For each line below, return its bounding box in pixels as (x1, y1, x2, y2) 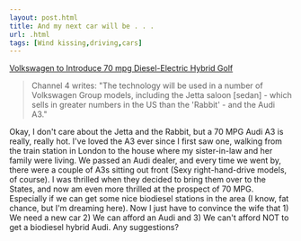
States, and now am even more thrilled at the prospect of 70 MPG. (9, 183, 254, 194)
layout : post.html (9, 13, 78, 22)
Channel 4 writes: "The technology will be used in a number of (31, 80, 263, 91)
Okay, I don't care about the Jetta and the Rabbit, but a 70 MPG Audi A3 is (9, 127, 284, 138)
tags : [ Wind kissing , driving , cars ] (9, 38, 143, 48)
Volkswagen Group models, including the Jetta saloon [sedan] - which (31, 90, 292, 101)
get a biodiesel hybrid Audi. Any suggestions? (9, 222, 180, 233)
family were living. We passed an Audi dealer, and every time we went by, (9, 155, 281, 166)
